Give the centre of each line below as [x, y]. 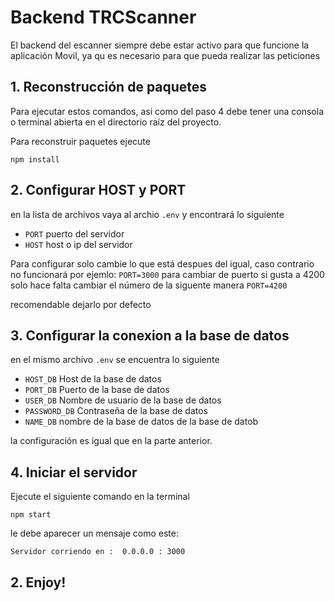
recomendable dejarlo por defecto [81, 304]
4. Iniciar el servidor [74, 472]
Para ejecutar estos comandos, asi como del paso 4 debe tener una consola [167, 111]
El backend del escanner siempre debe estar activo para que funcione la [160, 45]
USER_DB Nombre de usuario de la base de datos [123, 400]
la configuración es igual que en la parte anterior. [111, 441]
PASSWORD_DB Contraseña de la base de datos [116, 411]
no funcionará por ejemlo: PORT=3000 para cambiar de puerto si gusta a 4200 [167, 274]
